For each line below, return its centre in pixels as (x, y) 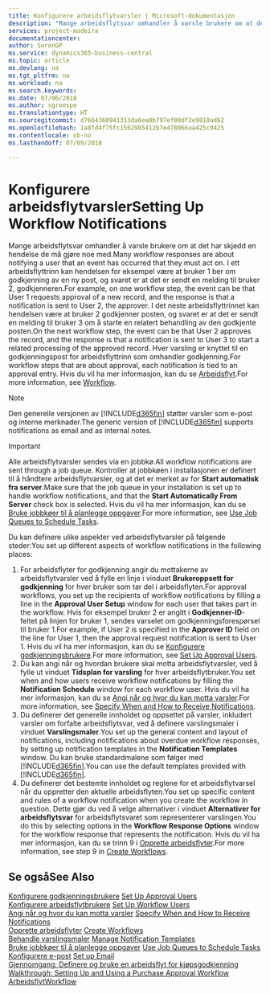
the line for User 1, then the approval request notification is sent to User (138, 638)
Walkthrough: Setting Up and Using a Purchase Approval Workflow (119, 973)
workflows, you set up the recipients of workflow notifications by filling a (140, 595)
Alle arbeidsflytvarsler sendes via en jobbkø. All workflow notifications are (130, 462)
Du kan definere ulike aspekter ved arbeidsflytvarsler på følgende (117, 537)
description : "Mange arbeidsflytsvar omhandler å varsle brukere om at (131, 23)
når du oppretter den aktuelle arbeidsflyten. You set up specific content (137, 792)
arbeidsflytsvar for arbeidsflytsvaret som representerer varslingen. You (138, 817)
